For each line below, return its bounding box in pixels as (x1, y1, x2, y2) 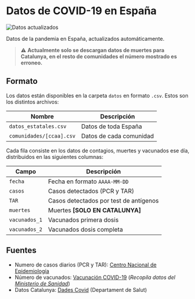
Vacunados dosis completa (48, 225, 123, 233)
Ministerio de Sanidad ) (14, 279, 71, 287)
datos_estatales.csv (9, 123, 67, 129)
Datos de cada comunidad (81, 132, 154, 140)
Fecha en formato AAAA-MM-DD (48, 177, 129, 186)
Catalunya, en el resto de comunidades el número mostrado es (20, 53, 177, 60)
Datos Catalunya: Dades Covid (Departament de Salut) (14, 286, 147, 293)
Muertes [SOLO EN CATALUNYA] (48, 206, 141, 214)
